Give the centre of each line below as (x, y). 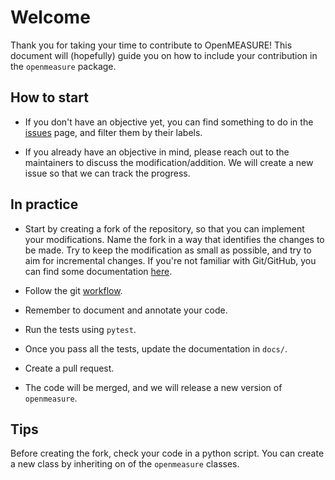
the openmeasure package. (63, 66)
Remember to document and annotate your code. (126, 310)
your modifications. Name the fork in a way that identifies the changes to (174, 239)
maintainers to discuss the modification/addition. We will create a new (169, 162)
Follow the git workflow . (73, 290)
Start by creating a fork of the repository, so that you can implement (164, 228)
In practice (44, 204)
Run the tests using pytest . (80, 329)
